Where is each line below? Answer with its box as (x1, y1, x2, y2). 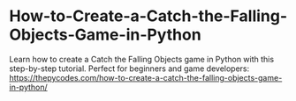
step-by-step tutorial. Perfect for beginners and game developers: (9, 63, 250, 74)
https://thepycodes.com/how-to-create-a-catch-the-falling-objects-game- (9, 72, 283, 83)
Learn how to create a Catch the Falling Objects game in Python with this (9, 54, 275, 64)
